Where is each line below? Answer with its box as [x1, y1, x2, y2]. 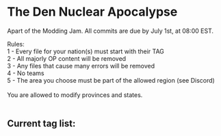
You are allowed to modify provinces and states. [7, 90, 143, 99]
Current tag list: [7, 118, 76, 130]
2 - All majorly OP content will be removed [7, 54, 127, 62]
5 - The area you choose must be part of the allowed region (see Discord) [7, 76, 216, 84]
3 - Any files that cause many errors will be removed [7, 62, 155, 70]
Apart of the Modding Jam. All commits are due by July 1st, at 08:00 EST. [7, 27, 214, 35]
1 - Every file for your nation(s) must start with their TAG [7, 47, 164, 55]
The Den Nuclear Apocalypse [7, 4, 178, 20]
